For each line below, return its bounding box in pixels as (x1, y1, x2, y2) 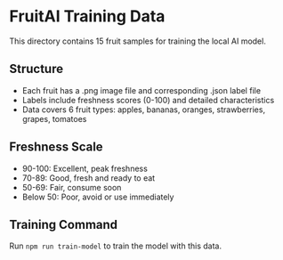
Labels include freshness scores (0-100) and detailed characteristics (21, 94, 275, 105)
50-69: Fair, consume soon (21, 182, 122, 192)
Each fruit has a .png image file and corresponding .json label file (21, 85, 261, 95)
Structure (9, 61, 64, 77)
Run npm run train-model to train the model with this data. (9, 240, 222, 251)
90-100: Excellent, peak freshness (21, 163, 149, 174)
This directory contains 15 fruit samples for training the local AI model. (9, 36, 267, 46)
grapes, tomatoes (21, 113, 87, 124)
